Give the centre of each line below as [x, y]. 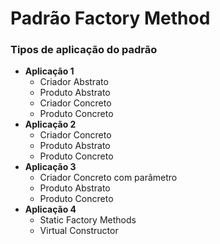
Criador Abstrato [74, 82]
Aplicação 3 [50, 167]
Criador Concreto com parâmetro [108, 178]
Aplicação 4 [50, 209]
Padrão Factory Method [110, 18]
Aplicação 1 [49, 71]
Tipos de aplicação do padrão [84, 50]
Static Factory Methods [88, 220]
